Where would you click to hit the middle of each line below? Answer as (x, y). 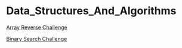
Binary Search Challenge (37, 39)
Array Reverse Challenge (37, 27)
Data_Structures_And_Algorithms (91, 11)
